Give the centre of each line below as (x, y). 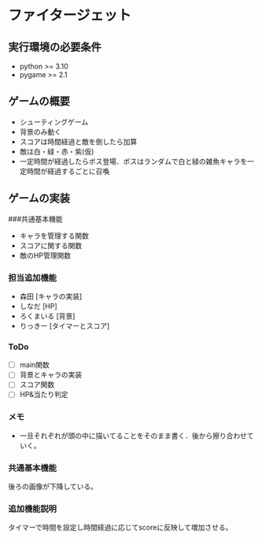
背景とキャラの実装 (51, 375)
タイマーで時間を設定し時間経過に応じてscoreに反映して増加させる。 (120, 527)
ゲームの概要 (39, 101)
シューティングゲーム (54, 121)
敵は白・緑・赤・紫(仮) (57, 151)
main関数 (34, 365)
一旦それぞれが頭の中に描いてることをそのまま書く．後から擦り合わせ (133, 435)
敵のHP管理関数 (45, 255)
